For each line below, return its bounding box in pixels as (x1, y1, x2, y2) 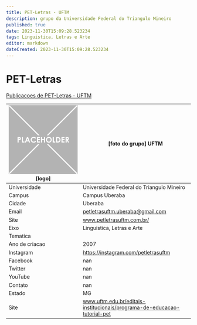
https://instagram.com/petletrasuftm (83, 249, 171, 256)
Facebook (8, 257, 33, 264)
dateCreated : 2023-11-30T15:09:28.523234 (6, 47, 109, 53)
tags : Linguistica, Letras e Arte (6, 34, 91, 40)
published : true (6, 22, 46, 28)
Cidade (8, 200, 26, 207)
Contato (8, 282, 28, 289)
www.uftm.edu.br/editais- (83, 298, 146, 305)
